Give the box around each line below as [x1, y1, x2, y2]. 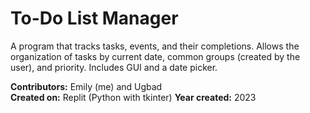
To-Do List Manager [10, 7, 179, 30]
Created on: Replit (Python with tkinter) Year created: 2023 [10, 91, 257, 103]
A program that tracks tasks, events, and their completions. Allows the [10, 40, 300, 52]
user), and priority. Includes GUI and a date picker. [10, 61, 218, 73]
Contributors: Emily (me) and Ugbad [10, 80, 163, 92]
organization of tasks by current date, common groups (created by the [10, 50, 301, 62]
